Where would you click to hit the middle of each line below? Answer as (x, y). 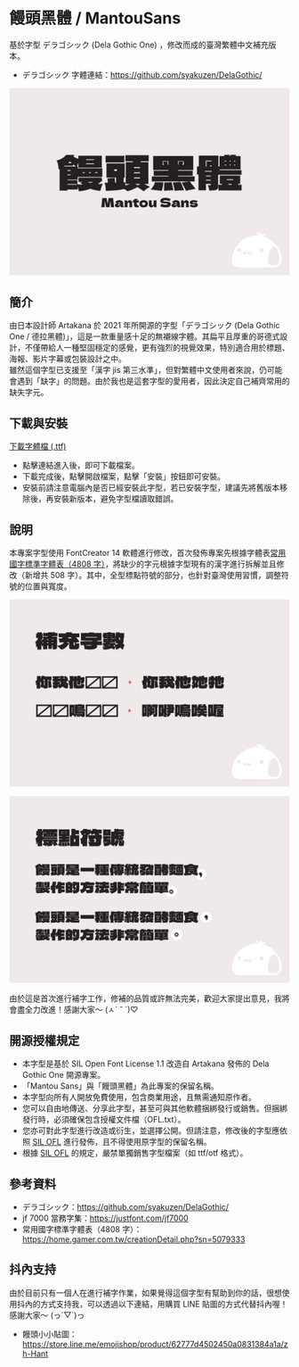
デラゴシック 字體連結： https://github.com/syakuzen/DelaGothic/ (142, 75)
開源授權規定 (44, 1040)
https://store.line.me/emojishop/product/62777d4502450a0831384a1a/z (155, 1344)
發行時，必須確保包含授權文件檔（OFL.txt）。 (104, 1120)
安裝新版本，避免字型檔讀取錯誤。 (116, 499)
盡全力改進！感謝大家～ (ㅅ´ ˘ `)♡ (77, 1010)
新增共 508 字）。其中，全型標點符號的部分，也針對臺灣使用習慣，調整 (153, 576)
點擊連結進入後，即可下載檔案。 (81, 466)
